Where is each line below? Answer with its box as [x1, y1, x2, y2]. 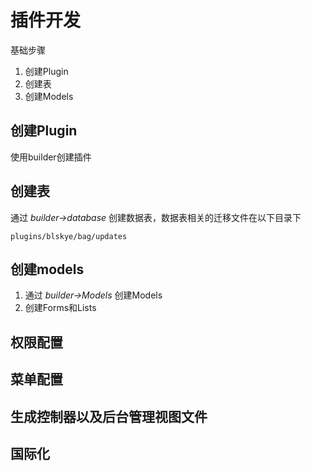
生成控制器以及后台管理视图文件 [10, 408, 208, 425]
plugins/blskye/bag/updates [10, 231, 128, 241]
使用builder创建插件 [10, 151, 92, 163]
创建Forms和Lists [24, 302, 97, 314]
